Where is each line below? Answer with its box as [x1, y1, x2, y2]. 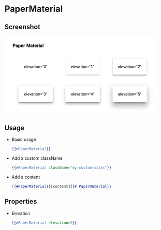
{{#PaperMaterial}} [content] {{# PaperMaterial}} [11, 184, 112, 189]
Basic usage [11, 137, 36, 142]
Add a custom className [11, 155, 63, 161]
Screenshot [4, 23, 41, 31]
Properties [4, 198, 37, 206]
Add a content [11, 174, 40, 180]
